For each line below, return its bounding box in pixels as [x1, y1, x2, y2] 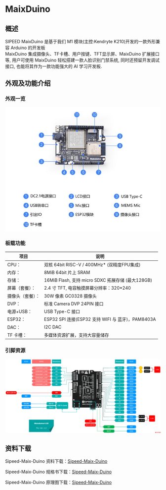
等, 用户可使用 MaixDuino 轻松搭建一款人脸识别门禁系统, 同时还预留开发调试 [5, 57, 160, 63]
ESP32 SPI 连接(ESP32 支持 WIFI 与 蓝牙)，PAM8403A [44, 316, 156, 322]
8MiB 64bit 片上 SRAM [44, 269, 90, 275]
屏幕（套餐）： [7, 285, 36, 291]
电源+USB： [7, 308, 32, 314]
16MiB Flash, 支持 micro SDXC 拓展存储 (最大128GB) [44, 277, 152, 283]
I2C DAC [44, 324, 62, 330]
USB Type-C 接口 [44, 308, 81, 314]
